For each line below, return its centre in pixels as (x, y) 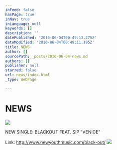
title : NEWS (17, 47)
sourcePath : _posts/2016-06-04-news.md (47, 56)
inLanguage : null (23, 24)
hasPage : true (20, 14)
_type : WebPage (21, 79)
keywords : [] (19, 28)
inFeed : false (20, 10)
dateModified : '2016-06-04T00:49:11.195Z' (50, 42)
